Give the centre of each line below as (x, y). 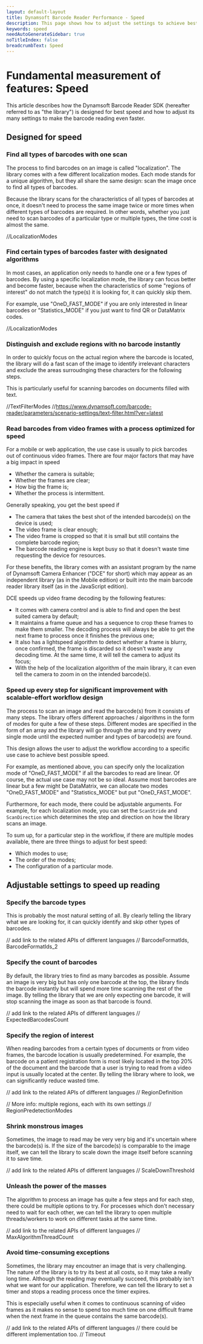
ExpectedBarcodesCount (37, 1019)
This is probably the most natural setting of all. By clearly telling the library (99, 916)
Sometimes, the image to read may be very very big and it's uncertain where (101, 1139)
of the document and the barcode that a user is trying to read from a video (99, 1068)
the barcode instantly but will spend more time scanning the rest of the (94, 988)
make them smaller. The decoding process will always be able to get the (105, 629)
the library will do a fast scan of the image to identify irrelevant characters (98, 364)
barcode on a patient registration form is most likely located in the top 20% (100, 1061)
